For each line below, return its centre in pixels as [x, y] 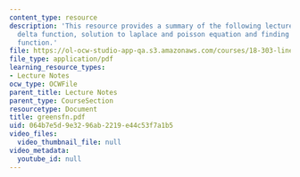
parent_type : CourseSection [62, 101]
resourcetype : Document [54, 109]
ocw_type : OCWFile [43, 84]
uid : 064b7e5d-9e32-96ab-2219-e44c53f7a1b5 [92, 126]
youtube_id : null [50, 159]
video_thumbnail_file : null [70, 142]
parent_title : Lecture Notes [63, 92]
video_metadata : [39, 150]
